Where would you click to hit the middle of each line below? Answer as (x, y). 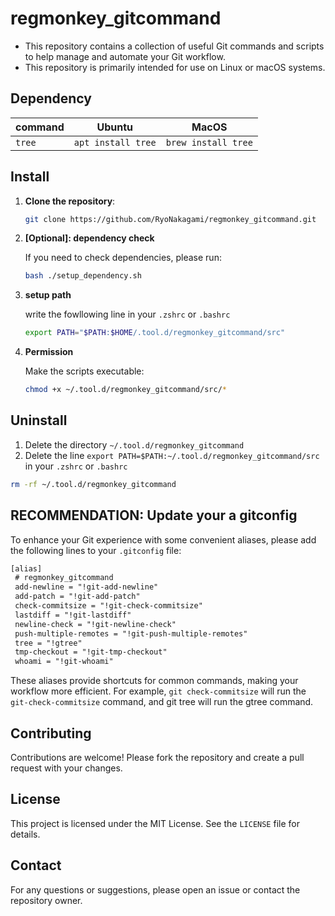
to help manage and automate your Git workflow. (125, 56)
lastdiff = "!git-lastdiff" (73, 615)
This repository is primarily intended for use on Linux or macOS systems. (175, 67)
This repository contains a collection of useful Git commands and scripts (174, 46)
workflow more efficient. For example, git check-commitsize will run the (158, 691)
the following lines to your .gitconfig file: (96, 550)
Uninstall (39, 420)
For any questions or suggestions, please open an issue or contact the (155, 889)
